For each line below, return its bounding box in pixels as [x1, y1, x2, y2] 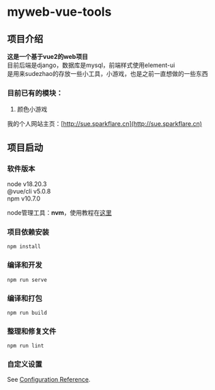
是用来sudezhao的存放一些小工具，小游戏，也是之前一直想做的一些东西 [7, 70, 208, 77]
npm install [7, 244, 41, 250]
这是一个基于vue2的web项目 [7, 53, 89, 60]
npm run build [7, 309, 48, 316]
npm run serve [7, 276, 48, 283]
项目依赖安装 [7, 227, 50, 237]
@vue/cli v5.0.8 [7, 187, 51, 195]
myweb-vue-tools [7, 4, 112, 20]
